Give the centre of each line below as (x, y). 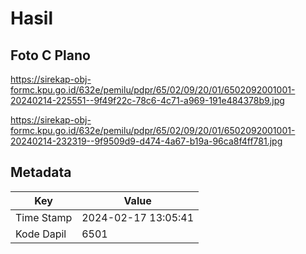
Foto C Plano (50, 55)
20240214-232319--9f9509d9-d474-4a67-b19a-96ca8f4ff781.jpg (146, 141)
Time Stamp (44, 217)
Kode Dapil (41, 234)
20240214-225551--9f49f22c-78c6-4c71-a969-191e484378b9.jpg (147, 100)
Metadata (41, 172)
